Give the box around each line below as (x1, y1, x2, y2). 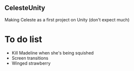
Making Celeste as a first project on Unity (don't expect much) (4, 17, 130, 22)
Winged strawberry (11, 60, 51, 66)
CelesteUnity (4, 4, 45, 12)
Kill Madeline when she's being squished (11, 50, 94, 55)
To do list (4, 34, 42, 45)
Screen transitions (11, 55, 49, 61)
